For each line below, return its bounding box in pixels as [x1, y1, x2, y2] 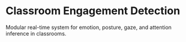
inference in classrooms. [5, 30, 67, 37]
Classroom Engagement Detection [5, 4, 181, 18]
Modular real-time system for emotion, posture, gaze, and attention [5, 24, 172, 31]
